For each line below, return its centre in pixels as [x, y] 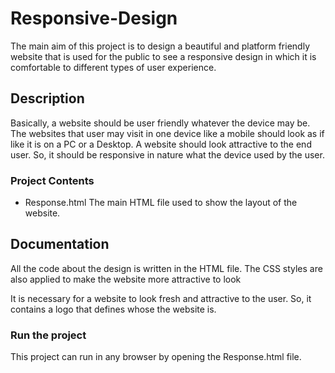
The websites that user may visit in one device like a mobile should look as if [167, 133]
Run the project [48, 335]
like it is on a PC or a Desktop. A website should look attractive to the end [161, 144]
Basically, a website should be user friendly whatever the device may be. [160, 123]
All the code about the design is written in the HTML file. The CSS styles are [166, 268]
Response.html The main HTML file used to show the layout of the [161, 203]
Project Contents [52, 180]
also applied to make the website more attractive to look [126, 279]
